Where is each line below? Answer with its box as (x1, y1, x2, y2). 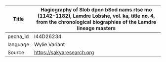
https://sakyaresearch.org (34, 49, 94, 56)
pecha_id (7, 33, 29, 40)
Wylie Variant (34, 41, 65, 48)
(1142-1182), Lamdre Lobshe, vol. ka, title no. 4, (38, 12, 155, 19)
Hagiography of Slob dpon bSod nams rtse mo (40, 6, 152, 13)
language (7, 41, 30, 48)
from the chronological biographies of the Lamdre (36, 19, 157, 25)
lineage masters (77, 25, 116, 31)
